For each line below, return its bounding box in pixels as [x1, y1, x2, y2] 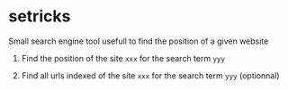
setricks [8, 6, 71, 27]
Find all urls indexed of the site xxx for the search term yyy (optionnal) [21, 70, 280, 81]
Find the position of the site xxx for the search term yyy [21, 53, 226, 63]
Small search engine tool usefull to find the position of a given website [8, 36, 269, 46]
